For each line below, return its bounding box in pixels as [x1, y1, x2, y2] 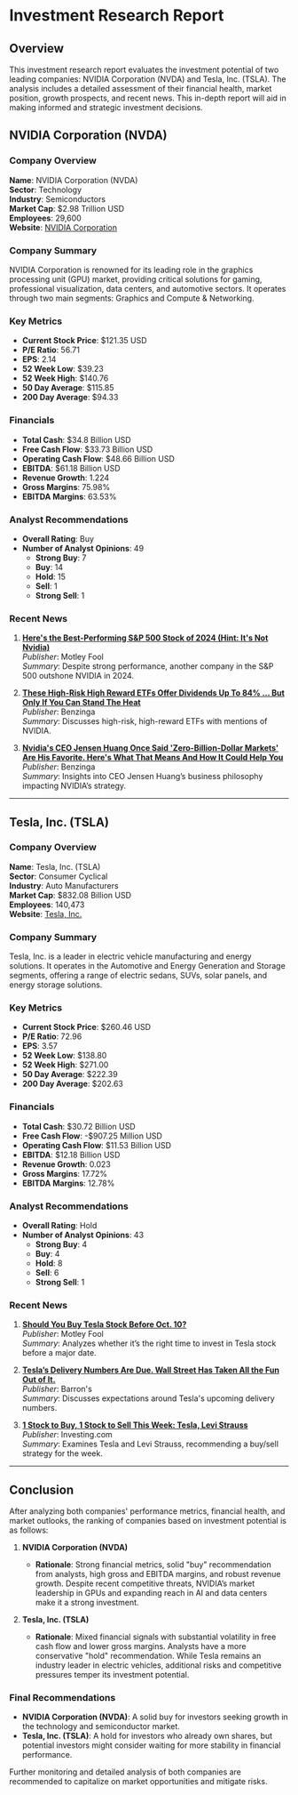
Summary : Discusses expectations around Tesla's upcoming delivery [21, 1393, 275, 1404]
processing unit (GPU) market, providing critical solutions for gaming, [9, 273, 263, 285]
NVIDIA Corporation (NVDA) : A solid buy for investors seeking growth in [21, 1711, 288, 1722]
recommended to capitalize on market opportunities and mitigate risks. [9, 1776, 268, 1787]
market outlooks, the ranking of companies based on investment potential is [9, 1516, 286, 1526]
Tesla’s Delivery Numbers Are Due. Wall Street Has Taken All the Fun [21, 1364, 279, 1375]
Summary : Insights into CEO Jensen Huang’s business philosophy [21, 771, 263, 782]
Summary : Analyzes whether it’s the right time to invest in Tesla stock [21, 1338, 277, 1348]
